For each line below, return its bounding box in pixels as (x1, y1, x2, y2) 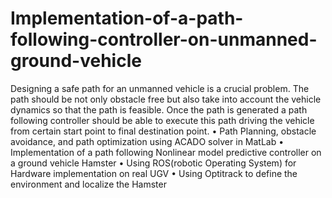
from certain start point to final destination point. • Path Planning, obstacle (10, 125, 317, 137)
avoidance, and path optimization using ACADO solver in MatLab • (10, 135, 285, 147)
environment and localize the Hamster (10, 178, 167, 190)
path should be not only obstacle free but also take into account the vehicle (10, 93, 322, 105)
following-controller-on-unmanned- (10, 28, 318, 51)
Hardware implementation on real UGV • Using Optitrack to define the (10, 167, 298, 179)
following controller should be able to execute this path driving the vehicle (10, 114, 315, 126)
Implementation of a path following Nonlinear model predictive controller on (10, 146, 322, 158)
